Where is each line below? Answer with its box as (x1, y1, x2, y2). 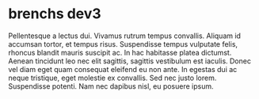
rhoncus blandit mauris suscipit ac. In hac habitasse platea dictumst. (8, 48, 232, 57)
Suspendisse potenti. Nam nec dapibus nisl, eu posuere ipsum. (8, 81, 214, 91)
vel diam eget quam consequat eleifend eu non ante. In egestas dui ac (8, 64, 238, 74)
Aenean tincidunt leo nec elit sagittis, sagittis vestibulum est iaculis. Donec (8, 56, 252, 66)
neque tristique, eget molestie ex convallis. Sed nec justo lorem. (8, 73, 217, 82)
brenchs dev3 (8, 5, 101, 23)
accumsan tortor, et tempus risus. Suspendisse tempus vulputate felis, (8, 39, 238, 48)
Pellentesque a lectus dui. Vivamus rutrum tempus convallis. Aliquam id (8, 31, 242, 40)
